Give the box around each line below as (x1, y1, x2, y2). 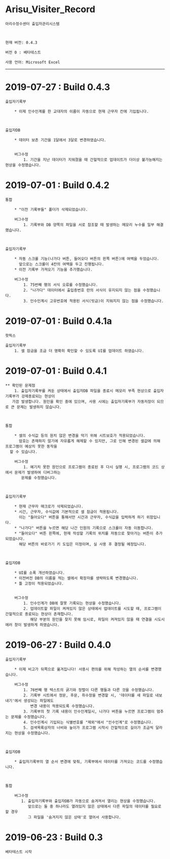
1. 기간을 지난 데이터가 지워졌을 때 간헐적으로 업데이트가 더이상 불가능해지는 (23, 157, 163, 162)
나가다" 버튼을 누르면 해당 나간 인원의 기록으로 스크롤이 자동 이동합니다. (21, 525, 153, 530)
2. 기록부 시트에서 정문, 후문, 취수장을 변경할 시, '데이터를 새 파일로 (23, 692, 153, 698)
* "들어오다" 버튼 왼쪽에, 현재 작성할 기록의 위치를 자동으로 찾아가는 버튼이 (14, 531, 153, 536)
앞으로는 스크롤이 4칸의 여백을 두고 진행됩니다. (18, 262, 104, 267)
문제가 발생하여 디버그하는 (14, 470, 61, 475)
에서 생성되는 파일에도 (14, 698, 54, 703)
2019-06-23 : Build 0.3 (5, 832, 103, 843)
